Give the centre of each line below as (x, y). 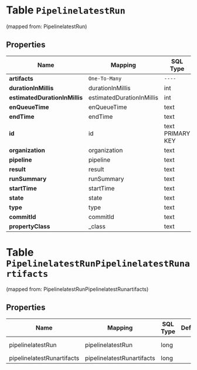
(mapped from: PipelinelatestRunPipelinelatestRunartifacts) (77, 289)
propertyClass (30, 226)
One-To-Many (105, 78)
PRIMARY (177, 133)
